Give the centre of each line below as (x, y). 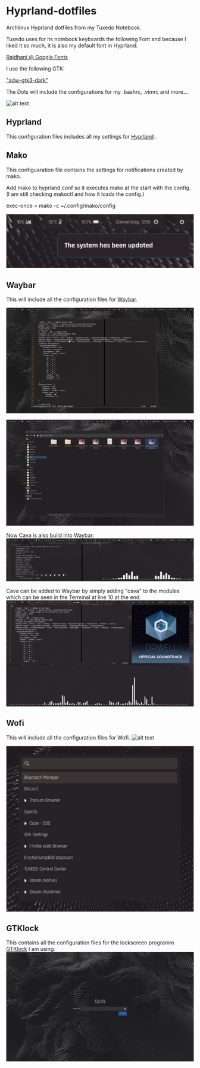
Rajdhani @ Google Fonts (37, 57)
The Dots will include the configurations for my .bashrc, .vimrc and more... (97, 91)
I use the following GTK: (35, 68)
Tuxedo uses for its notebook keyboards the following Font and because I (96, 39)
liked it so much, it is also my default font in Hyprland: (72, 45)
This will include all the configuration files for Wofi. (68, 737)
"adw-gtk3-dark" (27, 80)
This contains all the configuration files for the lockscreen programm (90, 943)
